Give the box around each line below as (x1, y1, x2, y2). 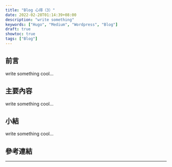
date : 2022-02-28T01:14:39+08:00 (5, 12, 77, 17)
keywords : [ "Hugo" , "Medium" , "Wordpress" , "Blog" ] (5, 22, 118, 27)
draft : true (5, 27, 31, 32)
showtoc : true (5, 31, 36, 36)
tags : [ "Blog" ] (5, 36, 38, 42)
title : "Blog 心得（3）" (5, 7, 55, 13)
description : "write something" (5, 17, 74, 22)
